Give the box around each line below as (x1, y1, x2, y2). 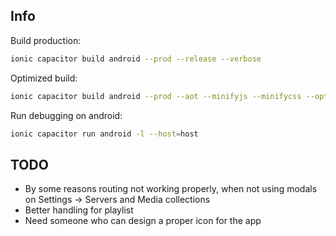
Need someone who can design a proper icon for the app (24, 215, 262, 227)
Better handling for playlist (24, 204, 134, 216)
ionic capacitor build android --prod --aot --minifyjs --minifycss (10, 91, 302, 101)
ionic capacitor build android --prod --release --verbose (10, 54, 262, 64)
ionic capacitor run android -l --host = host (10, 129, 199, 139)
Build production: (10, 34, 82, 46)
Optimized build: (10, 72, 78, 84)
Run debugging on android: (10, 109, 123, 121)
